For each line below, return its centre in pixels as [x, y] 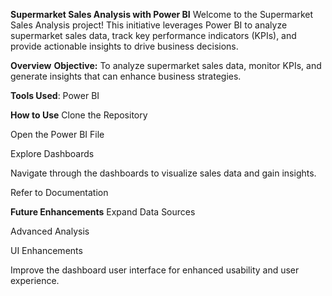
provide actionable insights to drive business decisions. [124, 46]
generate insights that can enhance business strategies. [126, 76]
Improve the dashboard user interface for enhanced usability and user [155, 270]
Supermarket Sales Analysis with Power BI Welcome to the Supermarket [162, 14]
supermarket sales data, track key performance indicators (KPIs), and [153, 35]
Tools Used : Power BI [55, 95]
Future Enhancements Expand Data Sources [103, 212]
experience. [35, 280]
